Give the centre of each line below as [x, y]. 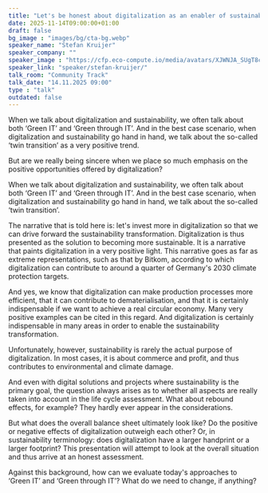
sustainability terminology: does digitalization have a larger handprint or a [129, 440]
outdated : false [35, 97]
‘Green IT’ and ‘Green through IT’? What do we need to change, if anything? [132, 481]
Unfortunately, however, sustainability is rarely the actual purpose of [120, 350]
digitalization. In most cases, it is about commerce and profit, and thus [124, 358]
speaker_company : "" [43, 53]
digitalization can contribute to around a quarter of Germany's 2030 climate [132, 268]
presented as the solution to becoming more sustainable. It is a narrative [127, 243]
